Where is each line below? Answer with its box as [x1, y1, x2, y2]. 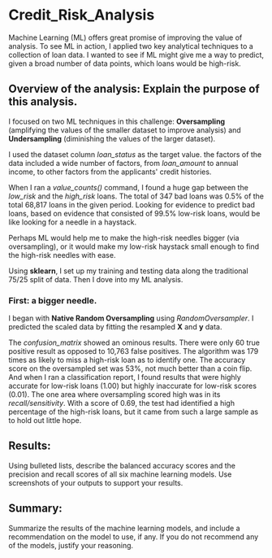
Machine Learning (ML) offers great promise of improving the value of [8, 33, 243, 42]
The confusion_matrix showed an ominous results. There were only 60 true [8, 338, 260, 347]
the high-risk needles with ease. [8, 250, 116, 259]
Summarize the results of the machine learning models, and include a [8, 523, 241, 533]
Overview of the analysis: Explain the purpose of [8, 82, 260, 96]
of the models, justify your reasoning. [8, 540, 134, 550]
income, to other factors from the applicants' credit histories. [8, 167, 212, 177]
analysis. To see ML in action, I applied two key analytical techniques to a [8, 41, 253, 50]
